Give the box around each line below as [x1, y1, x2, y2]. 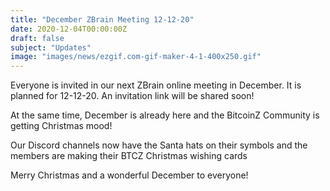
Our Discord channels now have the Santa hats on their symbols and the [10, 139, 308, 151]
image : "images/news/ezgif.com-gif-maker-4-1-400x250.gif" [10, 52, 262, 62]
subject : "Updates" [10, 42, 92, 53]
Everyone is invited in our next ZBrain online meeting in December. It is [10, 79, 302, 91]
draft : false [10, 33, 65, 43]
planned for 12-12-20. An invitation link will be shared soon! [10, 90, 255, 102]
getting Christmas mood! [10, 120, 113, 132]
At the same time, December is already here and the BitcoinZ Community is [10, 109, 320, 121]
